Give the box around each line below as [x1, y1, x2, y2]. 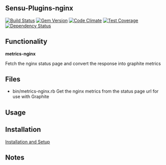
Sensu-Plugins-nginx [5, 4, 74, 13]
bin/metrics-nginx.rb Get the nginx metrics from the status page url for [12, 88, 159, 95]
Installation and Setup [5, 138, 50, 145]
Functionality [5, 37, 48, 46]
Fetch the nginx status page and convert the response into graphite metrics [5, 60, 161, 66]
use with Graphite [12, 94, 49, 100]
